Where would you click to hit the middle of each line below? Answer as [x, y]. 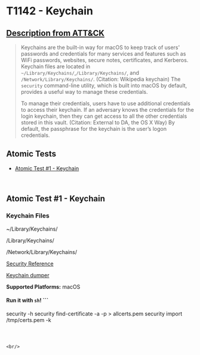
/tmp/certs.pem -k [29, 320]
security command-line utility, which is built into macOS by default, [104, 85]
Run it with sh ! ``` [27, 301]
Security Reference [30, 264]
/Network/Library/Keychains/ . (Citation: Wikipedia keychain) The [101, 79]
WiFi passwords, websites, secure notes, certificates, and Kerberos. [104, 60]
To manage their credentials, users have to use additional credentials [106, 103]
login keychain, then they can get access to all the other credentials [104, 116]
